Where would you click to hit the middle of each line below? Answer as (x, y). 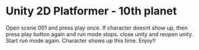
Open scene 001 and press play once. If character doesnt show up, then (97, 28)
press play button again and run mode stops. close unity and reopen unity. (99, 34)
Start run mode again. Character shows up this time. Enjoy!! (81, 40)
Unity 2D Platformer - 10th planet (91, 11)
